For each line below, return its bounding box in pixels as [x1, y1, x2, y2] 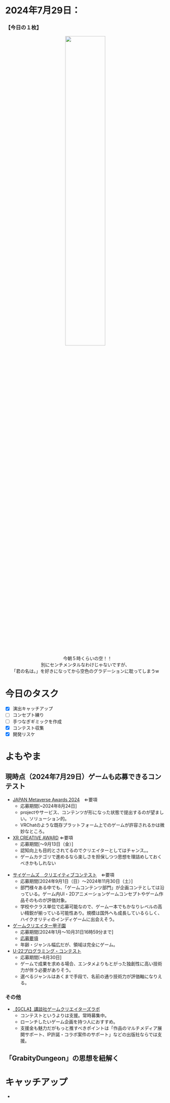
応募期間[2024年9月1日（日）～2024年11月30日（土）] [20, 878, 133, 884]
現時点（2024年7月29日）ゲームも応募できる [5, 772, 148, 781]
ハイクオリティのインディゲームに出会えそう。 [20, 916, 117, 922]
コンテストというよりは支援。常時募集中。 [20, 1013, 110, 1019]
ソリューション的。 [29, 816, 70, 822]
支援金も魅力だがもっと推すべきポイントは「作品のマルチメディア [20, 1025, 158, 1031]
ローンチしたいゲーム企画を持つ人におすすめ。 [20, 1019, 118, 1025]
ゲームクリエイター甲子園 [12, 922, 66, 928]
